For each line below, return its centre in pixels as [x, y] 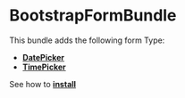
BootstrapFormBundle [93, 16]
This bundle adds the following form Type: [87, 40]
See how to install [43, 84]
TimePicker [44, 67]
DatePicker [43, 57]
